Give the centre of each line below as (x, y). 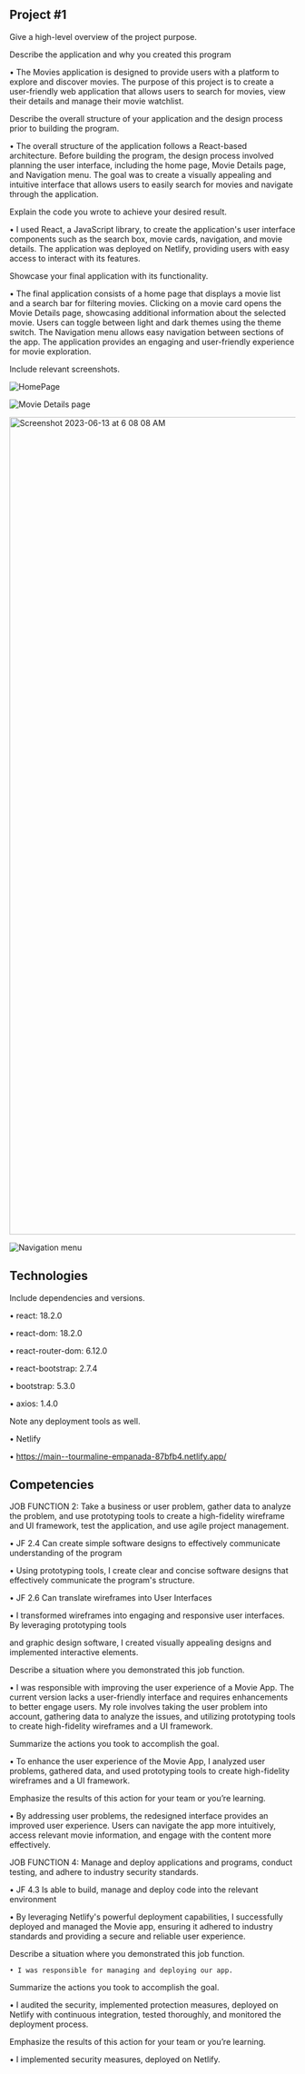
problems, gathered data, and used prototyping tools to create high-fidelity (150, 1771)
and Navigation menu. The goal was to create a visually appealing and (141, 174)
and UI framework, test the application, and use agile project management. (149, 1526)
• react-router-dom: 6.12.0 (59, 1350)
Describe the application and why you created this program (120, 55)
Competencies (52, 1485)
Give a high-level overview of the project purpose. (103, 36)
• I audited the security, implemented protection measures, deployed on (144, 2005)
